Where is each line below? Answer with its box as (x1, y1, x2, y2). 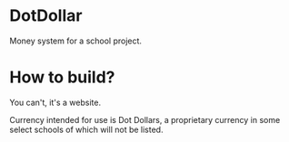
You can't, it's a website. (9, 97, 102, 108)
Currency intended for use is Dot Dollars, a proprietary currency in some (9, 114, 281, 125)
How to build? (9, 67, 115, 88)
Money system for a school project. (9, 35, 143, 46)
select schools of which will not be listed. (9, 124, 164, 135)
